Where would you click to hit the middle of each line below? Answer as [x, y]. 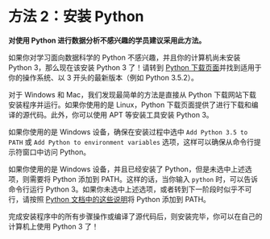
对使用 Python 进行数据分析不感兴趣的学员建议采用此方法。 [107, 40]
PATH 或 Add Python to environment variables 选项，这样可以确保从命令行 [131, 142]
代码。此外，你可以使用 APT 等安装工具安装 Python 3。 [121, 114]
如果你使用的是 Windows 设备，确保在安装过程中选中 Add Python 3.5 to [128, 132]
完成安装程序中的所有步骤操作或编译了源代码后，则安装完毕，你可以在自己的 [135, 216]
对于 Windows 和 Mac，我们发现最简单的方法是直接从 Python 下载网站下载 [132, 94]
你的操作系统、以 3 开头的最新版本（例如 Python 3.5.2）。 [104, 77]
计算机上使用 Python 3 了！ [54, 226]
